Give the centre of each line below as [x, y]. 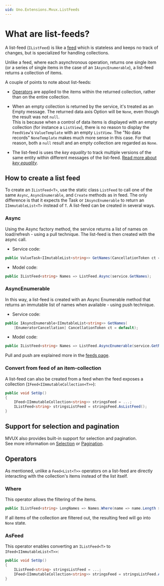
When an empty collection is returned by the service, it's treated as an [83, 106]
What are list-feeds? [47, 34]
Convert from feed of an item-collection [53, 368]
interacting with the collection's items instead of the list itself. [67, 476]
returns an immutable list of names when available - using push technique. [80, 305]
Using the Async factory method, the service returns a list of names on [76, 229]
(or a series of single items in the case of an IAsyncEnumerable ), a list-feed [79, 67]
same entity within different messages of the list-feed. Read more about [84, 157]
